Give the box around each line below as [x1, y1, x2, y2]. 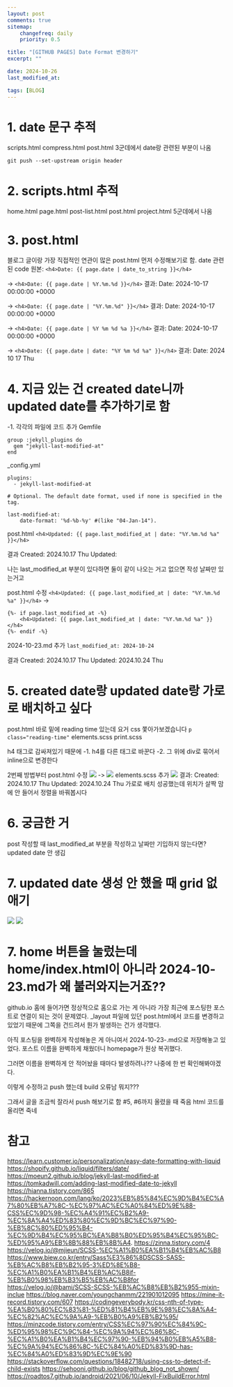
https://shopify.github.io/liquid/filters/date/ [7, 1164, 129, 1173]
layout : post [7, 10, 45, 17]
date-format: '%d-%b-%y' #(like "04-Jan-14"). [19, 517, 157, 524]
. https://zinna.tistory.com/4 [130, 1238, 211, 1247]
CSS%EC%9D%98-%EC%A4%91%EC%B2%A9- [7, 1208, 150, 1217]
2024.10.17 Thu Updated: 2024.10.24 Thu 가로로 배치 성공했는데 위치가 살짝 [7, 780, 217, 788]
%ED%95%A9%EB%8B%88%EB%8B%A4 [7, 1238, 131, 1247]
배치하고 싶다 [21, 701, 92, 716]
